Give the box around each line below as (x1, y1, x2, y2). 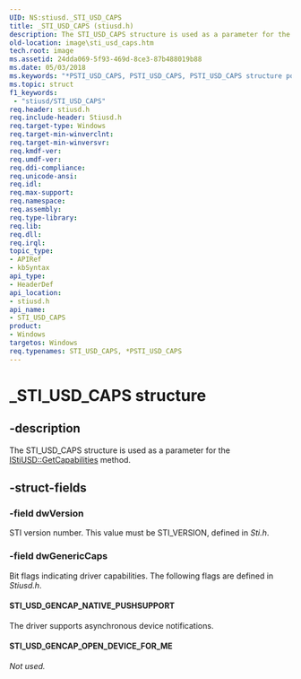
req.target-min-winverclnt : (9, 130, 115, 139)
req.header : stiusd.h (9, 105, 90, 114)
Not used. (9, 661, 46, 672)
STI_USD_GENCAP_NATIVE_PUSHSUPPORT (9, 600, 176, 611)
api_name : (9, 305, 47, 314)
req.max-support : (9, 188, 74, 197)
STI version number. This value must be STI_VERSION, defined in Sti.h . (9, 527, 270, 538)
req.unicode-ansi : (9, 171, 78, 180)
